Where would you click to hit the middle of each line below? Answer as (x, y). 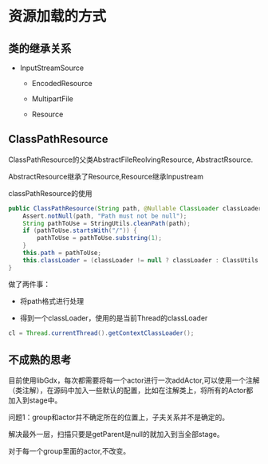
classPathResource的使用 (50, 193)
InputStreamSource (52, 68)
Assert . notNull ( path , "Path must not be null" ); (105, 216)
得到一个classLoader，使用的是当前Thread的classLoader (114, 318)
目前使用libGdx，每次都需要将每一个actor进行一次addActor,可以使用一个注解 (134, 380)
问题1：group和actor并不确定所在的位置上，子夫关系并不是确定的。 (119, 417)
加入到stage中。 (35, 400)
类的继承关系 (40, 48)
